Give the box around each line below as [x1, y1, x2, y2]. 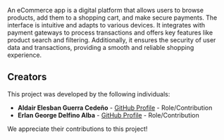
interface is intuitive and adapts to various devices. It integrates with [7, 21, 206, 29]
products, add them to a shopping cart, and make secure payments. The [7, 13, 218, 22]
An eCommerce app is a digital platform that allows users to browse [7, 6, 204, 14]
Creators [7, 71, 47, 83]
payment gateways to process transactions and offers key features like [7, 28, 213, 37]
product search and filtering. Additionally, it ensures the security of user [7, 36, 216, 44]
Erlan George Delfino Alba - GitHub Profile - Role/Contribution [17, 110, 199, 119]
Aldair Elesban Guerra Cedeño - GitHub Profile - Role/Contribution [17, 103, 213, 112]
